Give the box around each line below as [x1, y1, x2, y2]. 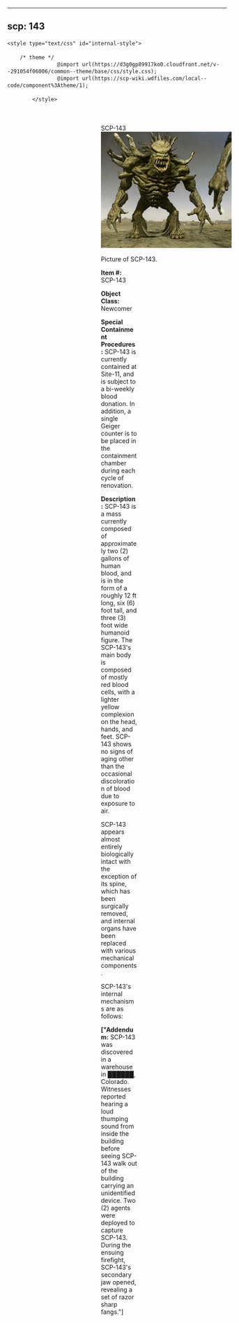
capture [100, 1226, 123, 1234]
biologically [100, 850, 134, 858]
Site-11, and [100, 370, 134, 378]
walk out [112, 1159, 137, 1168]
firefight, [100, 1256, 125, 1264]
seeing [100, 1152, 121, 1160]
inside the [100, 1129, 130, 1138]
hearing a [100, 1100, 128, 1108]
